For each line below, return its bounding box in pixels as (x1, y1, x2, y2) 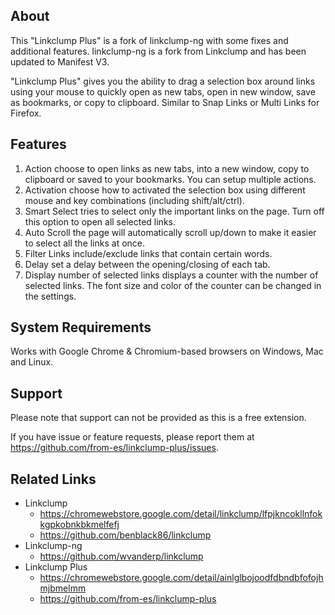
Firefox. (10, 107, 42, 119)
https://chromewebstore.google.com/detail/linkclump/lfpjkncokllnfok (39, 508, 323, 520)
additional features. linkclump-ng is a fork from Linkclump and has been (10, 45, 307, 57)
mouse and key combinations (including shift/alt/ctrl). (24, 194, 245, 206)
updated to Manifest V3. (10, 55, 110, 68)
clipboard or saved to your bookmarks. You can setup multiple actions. (24, 173, 317, 185)
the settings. (24, 290, 77, 302)
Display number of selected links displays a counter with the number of (24, 269, 319, 281)
